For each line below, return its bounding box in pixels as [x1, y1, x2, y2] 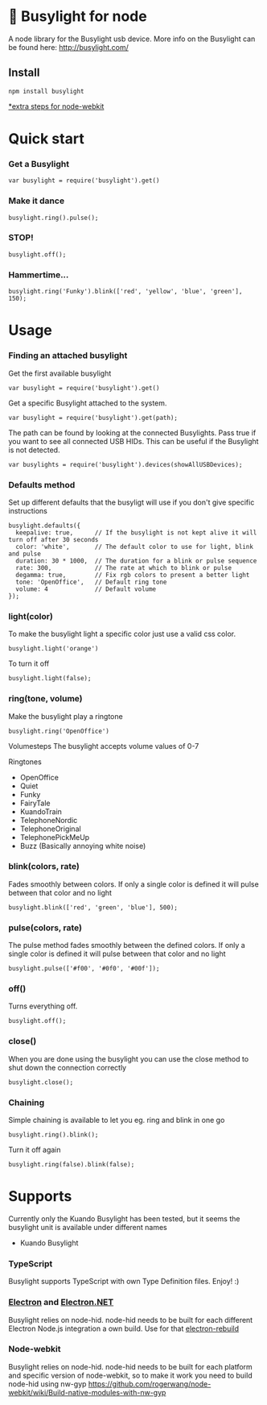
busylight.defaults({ [8, 522, 81, 530]
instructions [8, 505, 48, 515]
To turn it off [8, 659, 50, 668]
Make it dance [8, 195, 65, 206]
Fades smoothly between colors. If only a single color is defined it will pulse [8, 879, 259, 889]
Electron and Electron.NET [8, 1297, 114, 1308]
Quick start [8, 129, 84, 148]
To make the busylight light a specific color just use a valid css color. [8, 629, 236, 639]
